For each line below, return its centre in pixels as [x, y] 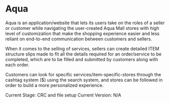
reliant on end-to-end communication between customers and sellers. [79, 39]
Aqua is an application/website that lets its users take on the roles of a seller [85, 23]
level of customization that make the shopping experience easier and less [82, 33]
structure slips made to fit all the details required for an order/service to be [83, 54]
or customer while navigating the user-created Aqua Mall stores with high [82, 28]
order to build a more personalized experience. [54, 85]
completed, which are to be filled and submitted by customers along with [82, 59]
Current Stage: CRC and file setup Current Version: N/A [63, 95]
